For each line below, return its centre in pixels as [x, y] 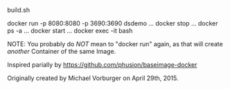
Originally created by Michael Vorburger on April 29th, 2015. [93, 78]
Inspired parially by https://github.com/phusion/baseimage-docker [102, 65]
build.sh [18, 10]
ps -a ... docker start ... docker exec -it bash [70, 31]
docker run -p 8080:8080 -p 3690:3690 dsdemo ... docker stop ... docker [113, 23]
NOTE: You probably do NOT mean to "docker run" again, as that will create [115, 44]
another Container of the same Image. [62, 51]
